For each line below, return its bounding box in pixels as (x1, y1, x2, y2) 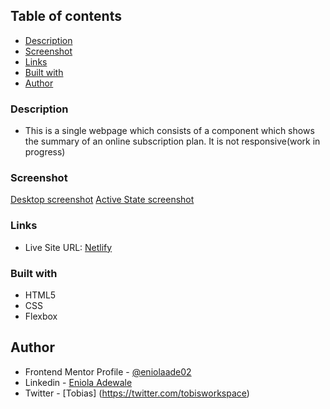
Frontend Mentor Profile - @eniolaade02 (24, 365, 192, 378)
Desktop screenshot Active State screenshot (10, 194, 195, 206)
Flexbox (24, 310, 58, 322)
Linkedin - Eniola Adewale (24, 376, 133, 388)
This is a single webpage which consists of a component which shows (24, 125, 315, 137)
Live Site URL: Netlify (24, 241, 113, 253)
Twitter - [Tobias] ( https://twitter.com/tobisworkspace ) (24, 387, 250, 399)
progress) (24, 146, 66, 158)
